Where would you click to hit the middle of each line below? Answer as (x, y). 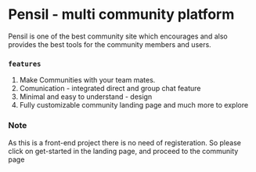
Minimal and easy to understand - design (86, 97)
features (25, 64)
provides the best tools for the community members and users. (110, 44)
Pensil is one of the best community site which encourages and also (118, 36)
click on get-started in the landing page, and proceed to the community (123, 151)
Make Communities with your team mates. (87, 80)
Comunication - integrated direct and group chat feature (110, 89)
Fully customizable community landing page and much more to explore (134, 105)
